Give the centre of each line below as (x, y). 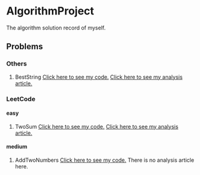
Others (17, 64)
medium (17, 147)
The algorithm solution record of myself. (56, 28)
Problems (25, 47)
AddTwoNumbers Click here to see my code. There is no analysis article (105, 160)
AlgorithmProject (50, 11)
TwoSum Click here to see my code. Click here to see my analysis (97, 126)
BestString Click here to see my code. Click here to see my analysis (98, 77)
